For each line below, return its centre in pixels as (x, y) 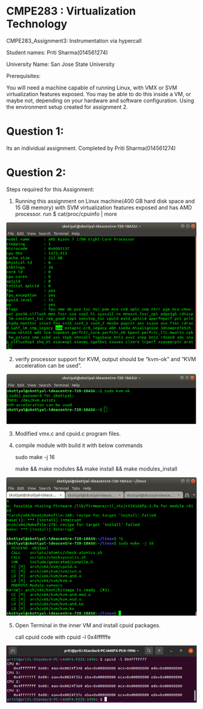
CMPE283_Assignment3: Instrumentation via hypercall (74, 41)
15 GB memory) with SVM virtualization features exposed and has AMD (103, 207)
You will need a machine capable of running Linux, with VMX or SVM (92, 87)
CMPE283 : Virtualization (71, 11)
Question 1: (35, 132)
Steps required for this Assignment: (50, 189)
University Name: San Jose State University (60, 64)
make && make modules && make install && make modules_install (96, 469)
